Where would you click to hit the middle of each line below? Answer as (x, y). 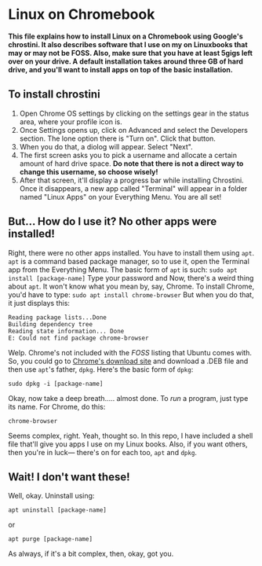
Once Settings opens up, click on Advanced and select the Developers (134, 130)
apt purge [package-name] (50, 539)
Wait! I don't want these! (69, 477)
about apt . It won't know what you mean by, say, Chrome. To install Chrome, (131, 286)
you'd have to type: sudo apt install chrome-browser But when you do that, (131, 294)
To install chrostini (54, 95)
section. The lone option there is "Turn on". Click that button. (117, 138)
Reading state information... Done (66, 331)
